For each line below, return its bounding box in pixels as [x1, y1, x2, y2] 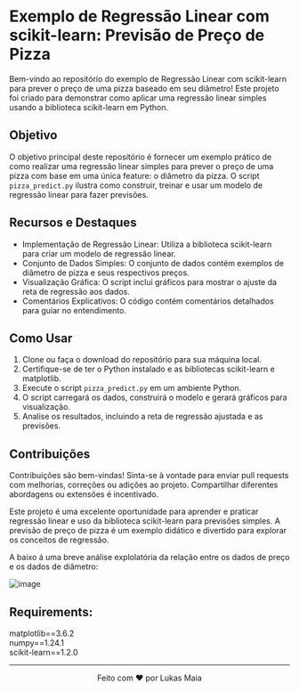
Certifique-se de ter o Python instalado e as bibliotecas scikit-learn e [21, 363, 276, 375]
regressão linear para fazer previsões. [9, 189, 149, 199]
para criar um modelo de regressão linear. [21, 248, 176, 259]
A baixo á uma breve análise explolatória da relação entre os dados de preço [9, 552, 290, 563]
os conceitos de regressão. [9, 534, 109, 545]
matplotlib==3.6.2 [9, 628, 75, 639]
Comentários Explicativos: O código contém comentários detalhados [21, 296, 274, 306]
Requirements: [9, 604, 93, 620]
